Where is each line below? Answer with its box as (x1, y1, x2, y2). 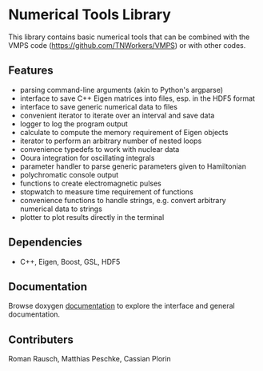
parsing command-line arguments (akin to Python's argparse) (19, 85, 224, 94)
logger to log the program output (19, 118, 128, 129)
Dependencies (8, 236, 82, 249)
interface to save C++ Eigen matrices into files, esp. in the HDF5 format (19, 94, 256, 103)
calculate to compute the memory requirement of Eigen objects (19, 127, 229, 137)
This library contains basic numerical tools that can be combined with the (8, 32, 250, 42)
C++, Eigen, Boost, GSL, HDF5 (19, 257, 121, 266)
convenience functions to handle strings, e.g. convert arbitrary (19, 195, 226, 205)
